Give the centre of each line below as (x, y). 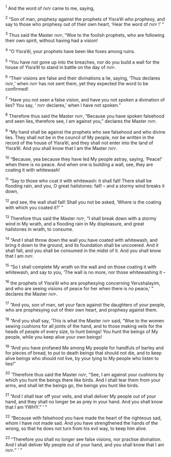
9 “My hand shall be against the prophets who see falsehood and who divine (85, 131)
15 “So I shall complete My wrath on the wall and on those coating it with (81, 266)
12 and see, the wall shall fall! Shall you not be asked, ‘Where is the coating (83, 202)
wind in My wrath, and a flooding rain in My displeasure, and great (75, 223)
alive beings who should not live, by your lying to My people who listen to (82, 359)
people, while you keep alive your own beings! (54, 337)
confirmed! (17, 89)
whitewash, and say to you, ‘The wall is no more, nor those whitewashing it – (85, 272)
